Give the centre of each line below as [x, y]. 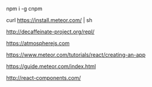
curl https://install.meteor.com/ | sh [49, 20]
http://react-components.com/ [44, 78]
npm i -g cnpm [24, 9]
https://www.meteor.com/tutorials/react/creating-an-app [76, 55]
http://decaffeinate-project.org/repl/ [50, 32]
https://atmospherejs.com [38, 43]
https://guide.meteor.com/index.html [51, 66]
